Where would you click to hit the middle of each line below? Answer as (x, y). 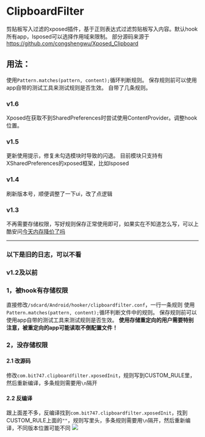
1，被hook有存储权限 (37, 290)
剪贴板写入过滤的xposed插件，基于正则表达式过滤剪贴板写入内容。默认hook (102, 29)
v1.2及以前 (22, 272)
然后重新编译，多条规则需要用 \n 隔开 (52, 383)
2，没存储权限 (27, 345)
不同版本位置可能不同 (44, 428)
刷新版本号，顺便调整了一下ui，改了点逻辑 (59, 193)
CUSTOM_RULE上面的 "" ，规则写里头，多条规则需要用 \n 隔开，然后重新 (96, 421)
